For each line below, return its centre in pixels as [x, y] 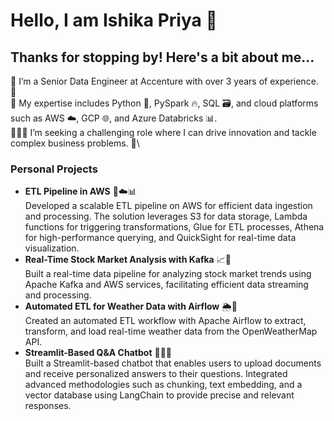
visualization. [52, 248]
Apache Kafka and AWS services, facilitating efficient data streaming [166, 285]
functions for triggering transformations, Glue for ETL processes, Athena [174, 227]
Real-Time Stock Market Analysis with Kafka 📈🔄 [128, 260]
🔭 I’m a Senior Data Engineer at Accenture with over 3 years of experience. [164, 81]
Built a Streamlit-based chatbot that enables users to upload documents [173, 363]
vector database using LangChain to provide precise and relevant [159, 395]
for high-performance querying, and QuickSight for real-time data [160, 238]
